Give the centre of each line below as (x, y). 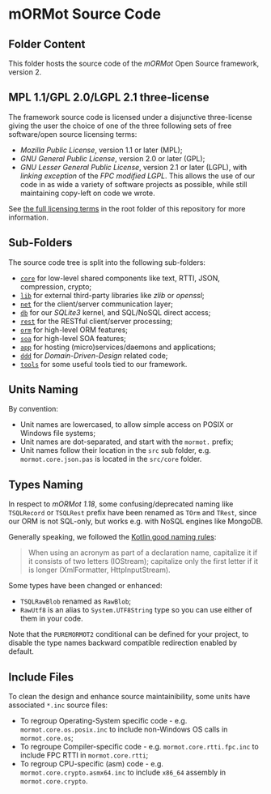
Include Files (41, 677)
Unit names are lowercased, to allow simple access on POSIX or (127, 425)
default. (21, 651)
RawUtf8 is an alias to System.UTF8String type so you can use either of (136, 610)
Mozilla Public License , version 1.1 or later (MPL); (101, 150)
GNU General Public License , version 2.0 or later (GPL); (112, 158)
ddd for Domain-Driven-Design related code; (94, 355)
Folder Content (47, 44)
